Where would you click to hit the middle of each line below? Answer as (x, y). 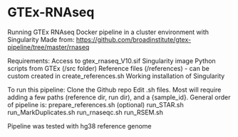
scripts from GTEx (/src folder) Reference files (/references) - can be (109, 68)
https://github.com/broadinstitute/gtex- (133, 39)
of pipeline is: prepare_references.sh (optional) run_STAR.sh (95, 104)
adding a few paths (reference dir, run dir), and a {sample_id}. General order (119, 97)
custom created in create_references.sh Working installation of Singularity (116, 76)
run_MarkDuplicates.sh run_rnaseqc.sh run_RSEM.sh (86, 112)
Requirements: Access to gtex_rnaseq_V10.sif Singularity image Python (112, 60)
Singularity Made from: (41, 39)
